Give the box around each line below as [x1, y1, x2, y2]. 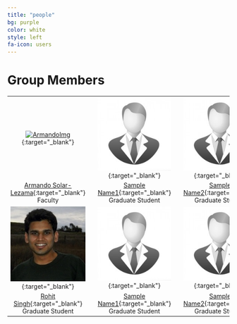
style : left [7, 34, 42, 41]
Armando [24, 181, 51, 189]
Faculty [37, 196, 59, 204]
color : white [7, 26, 46, 33]
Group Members [7, 73, 105, 88]
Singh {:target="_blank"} [13, 299, 83, 308]
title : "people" [7, 11, 55, 18]
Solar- [52, 181, 72, 189]
